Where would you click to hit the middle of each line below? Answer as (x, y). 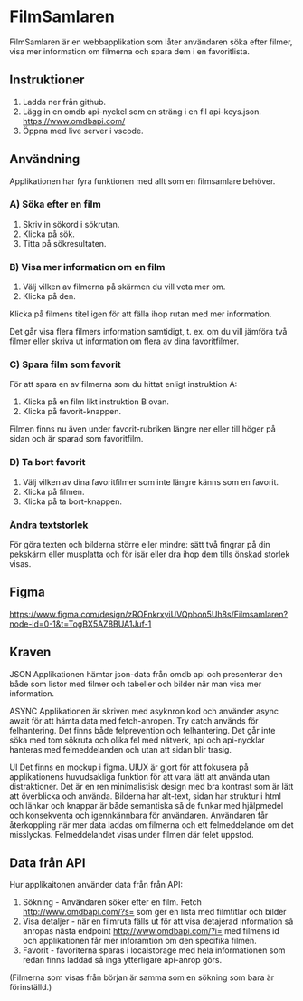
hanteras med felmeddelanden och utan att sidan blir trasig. (121, 749)
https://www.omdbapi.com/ (74, 121)
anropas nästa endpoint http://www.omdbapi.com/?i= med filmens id (151, 931)
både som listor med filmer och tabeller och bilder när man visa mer (136, 684)
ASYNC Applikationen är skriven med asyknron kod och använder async (144, 711)
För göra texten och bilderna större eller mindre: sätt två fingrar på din (140, 545)
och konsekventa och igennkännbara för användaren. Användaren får (139, 815)
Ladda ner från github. (64, 102)
